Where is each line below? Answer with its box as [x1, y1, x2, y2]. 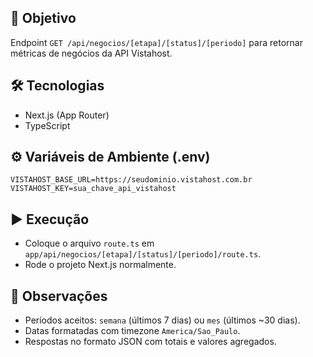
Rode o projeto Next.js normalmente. [24, 259, 177, 271]
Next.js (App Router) [24, 109, 110, 121]
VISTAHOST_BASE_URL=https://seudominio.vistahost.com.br [10, 175, 253, 185]
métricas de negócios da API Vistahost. [10, 47, 173, 59]
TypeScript [24, 119, 71, 131]
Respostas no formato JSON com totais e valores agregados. [24, 336, 277, 348]
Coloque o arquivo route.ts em [24, 237, 155, 250]
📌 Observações [10, 287, 108, 305]
